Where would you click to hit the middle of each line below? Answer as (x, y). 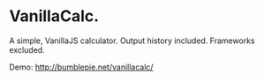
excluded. (27, 49)
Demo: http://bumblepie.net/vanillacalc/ (81, 67)
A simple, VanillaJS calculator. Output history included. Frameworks (132, 40)
